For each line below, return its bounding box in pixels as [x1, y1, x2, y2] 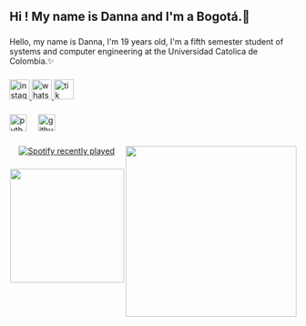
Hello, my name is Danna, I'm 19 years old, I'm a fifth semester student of [9, 36, 284, 47]
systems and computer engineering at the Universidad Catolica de [9, 46, 258, 57]
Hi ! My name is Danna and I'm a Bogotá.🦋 [9, 9, 250, 25]
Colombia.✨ [9, 56, 55, 66]
